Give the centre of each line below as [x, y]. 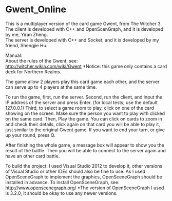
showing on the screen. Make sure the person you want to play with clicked [85, 113]
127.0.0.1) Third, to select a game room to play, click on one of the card [80, 108]
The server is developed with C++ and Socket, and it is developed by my [82, 40]
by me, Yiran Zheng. [27, 34]
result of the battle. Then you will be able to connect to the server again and [85, 150]
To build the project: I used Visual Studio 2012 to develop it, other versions [84, 166]
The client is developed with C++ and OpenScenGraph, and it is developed [84, 29]
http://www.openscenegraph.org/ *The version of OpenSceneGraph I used [85, 188]
